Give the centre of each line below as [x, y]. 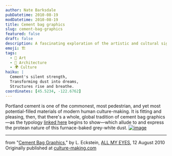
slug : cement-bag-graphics [34, 29]
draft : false [19, 39]
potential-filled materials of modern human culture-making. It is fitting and [83, 111]
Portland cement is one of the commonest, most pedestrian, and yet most [83, 106]
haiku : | [15, 72]
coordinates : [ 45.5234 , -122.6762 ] [43, 91]
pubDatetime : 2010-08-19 [32, 15]
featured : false [23, 34]
